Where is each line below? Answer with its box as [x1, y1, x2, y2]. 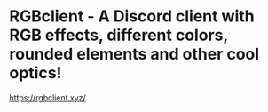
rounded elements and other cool [9, 44, 260, 64]
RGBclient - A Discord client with [9, 6, 255, 27]
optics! [9, 63, 62, 84]
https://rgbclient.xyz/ [9, 92, 86, 103]
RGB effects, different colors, [9, 25, 228, 45]
